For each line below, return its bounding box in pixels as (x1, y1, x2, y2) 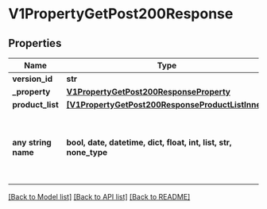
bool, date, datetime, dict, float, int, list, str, (66, 137, 232, 148)
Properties (8, 37, 62, 50)
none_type (66, 147, 108, 157)
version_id (12, 73, 53, 84)
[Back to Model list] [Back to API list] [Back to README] (8, 192, 191, 201)
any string (12, 137, 52, 148)
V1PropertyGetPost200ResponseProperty (66, 87, 230, 97)
